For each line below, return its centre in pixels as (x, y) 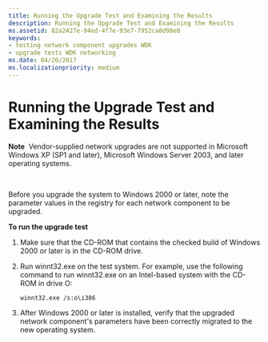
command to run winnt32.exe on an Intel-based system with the (125, 274)
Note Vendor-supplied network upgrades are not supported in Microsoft (128, 146)
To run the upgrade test (48, 227)
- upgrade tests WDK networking (62, 53)
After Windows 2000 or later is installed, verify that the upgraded (127, 312)
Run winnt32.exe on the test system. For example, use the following (131, 266)
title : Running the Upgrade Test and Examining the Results (111, 16)
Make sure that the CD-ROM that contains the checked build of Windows (140, 242)
